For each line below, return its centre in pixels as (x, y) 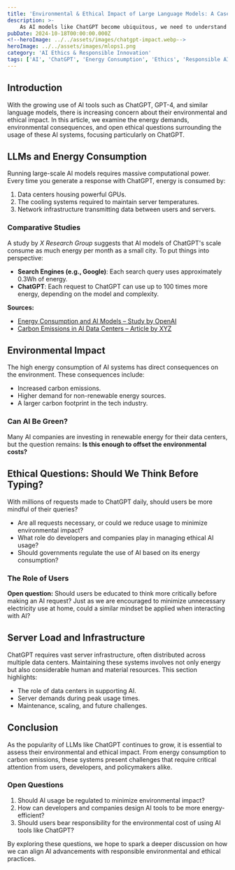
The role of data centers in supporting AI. (77, 690)
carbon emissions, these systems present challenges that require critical (112, 759)
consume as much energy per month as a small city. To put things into (108, 250)
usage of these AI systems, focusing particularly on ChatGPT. (96, 135)
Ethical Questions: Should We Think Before (103, 474)
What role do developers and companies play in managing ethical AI (115, 537)
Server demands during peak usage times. (79, 698)
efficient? (31, 815)
